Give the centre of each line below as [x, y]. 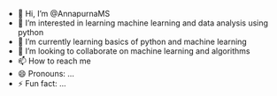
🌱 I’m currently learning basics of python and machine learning [132, 41]
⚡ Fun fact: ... [42, 83]
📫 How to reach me [54, 61]
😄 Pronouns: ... [46, 74]
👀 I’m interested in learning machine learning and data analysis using [142, 23]
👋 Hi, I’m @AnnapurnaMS [64, 14]
